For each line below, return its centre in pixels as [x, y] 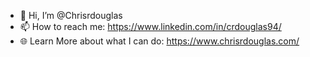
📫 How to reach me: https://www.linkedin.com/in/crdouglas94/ [150, 26]
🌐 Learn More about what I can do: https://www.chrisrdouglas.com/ [159, 41]
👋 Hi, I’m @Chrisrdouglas [71, 15]
